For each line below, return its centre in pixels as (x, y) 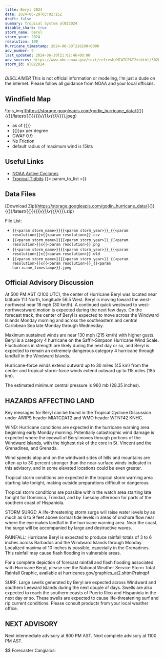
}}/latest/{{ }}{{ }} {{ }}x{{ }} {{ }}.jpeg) (43, 116)
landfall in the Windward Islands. (38, 356)
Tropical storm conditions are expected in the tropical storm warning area (79, 478)
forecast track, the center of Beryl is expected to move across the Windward (82, 315)
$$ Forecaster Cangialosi (31, 650)
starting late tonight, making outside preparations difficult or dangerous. (77, 483)
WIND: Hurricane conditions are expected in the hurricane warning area (77, 428)
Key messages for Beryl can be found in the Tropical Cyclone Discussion (78, 413)
